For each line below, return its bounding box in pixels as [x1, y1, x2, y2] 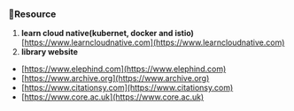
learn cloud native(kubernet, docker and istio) [20, 28, 194, 39]
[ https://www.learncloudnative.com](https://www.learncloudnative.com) [20, 37, 285, 48]
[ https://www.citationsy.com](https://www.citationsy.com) [20, 83, 234, 93]
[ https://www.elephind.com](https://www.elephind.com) [20, 63, 227, 74]
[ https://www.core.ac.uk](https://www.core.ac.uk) [20, 92, 205, 102]
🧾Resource [8, 8, 57, 20]
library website [20, 47, 79, 57]
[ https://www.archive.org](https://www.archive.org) [20, 73, 210, 84]
